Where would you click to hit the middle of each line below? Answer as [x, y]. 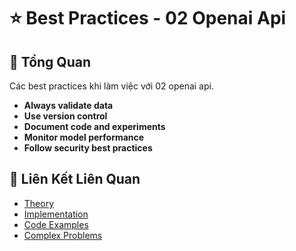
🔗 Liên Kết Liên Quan [75, 179]
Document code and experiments [94, 126]
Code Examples [56, 224]
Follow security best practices [88, 148]
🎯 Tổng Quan [50, 61]
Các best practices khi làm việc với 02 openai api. [111, 86]
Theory [39, 203]
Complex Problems [63, 235]
